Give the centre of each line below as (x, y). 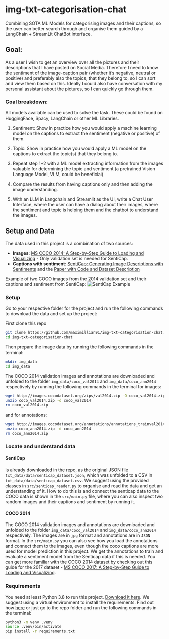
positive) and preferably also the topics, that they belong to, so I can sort (80, 78)
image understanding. (35, 190)
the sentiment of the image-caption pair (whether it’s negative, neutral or (80, 73)
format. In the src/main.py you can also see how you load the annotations (81, 541)
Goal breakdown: (27, 102)
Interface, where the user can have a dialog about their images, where (85, 205)
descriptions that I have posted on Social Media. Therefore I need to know (82, 67)
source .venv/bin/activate (33, 627)
